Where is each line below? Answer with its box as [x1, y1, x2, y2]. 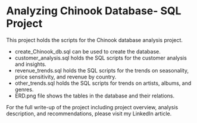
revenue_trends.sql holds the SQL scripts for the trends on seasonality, [14, 67, 189, 74]
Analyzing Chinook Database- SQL [6, 4, 182, 18]
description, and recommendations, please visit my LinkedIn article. [6, 110, 172, 117]
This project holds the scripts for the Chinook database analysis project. [6, 36, 183, 43]
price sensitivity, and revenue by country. [14, 73, 117, 80]
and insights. [14, 61, 46, 68]
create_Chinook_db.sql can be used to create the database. [14, 48, 161, 55]
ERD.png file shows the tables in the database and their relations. [14, 92, 175, 99]
